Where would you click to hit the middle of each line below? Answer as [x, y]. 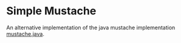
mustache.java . [25, 33]
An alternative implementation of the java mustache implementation [91, 27]
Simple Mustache [51, 11]
